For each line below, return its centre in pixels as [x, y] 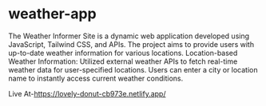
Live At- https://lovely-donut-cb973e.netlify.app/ [87, 93]
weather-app [53, 14]
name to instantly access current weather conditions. [96, 78]
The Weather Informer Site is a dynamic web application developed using [129, 36]
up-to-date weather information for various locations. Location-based [123, 53]
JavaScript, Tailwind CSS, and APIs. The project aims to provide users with [131, 44]
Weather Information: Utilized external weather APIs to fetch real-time [123, 61]
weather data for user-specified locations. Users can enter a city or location [133, 69]
